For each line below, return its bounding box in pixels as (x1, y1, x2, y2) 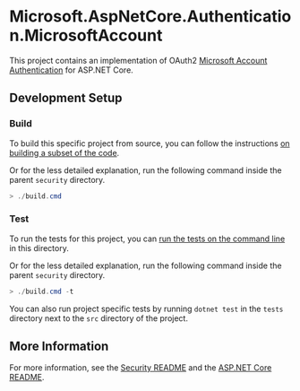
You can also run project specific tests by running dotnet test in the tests (9, 303, 284, 314)
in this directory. (9, 242, 69, 253)
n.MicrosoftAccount (9, 25, 163, 46)
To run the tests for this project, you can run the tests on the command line (9, 233, 286, 244)
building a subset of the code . (9, 147, 120, 158)
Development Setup (9, 91, 123, 106)
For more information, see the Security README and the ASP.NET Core (9, 362, 272, 373)
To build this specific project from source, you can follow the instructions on (9, 137, 290, 149)
